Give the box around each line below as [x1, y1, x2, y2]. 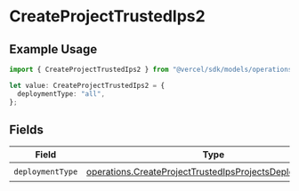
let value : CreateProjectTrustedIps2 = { [9, 81, 166, 90]
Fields [9, 122, 44, 137]
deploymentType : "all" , [17, 89, 105, 99]
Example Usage [9, 42, 98, 57]
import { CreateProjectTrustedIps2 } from [9, 65, 169, 74]
